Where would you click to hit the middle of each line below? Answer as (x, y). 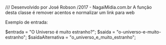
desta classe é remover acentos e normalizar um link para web (70, 12)
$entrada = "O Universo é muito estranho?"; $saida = (60, 32)
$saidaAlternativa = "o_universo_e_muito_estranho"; (82, 37)
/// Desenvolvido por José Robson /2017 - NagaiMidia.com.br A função (78, 7)
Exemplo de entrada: (27, 22)
